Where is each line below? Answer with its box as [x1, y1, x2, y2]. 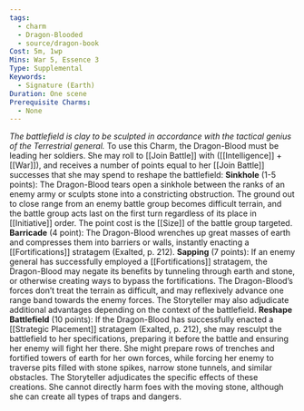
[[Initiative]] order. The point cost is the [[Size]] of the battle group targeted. [9, 218, 293, 229]
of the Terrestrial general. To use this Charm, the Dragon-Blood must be [9, 141, 279, 152]
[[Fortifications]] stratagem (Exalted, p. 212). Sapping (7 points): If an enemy [9, 247, 296, 258]
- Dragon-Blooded [17, 30, 83, 39]
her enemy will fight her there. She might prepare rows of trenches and [9, 343, 275, 354]
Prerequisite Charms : [9, 97, 92, 107]
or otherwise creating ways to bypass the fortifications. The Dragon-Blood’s [9, 276, 293, 287]
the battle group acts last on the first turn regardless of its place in [9, 208, 257, 219]
